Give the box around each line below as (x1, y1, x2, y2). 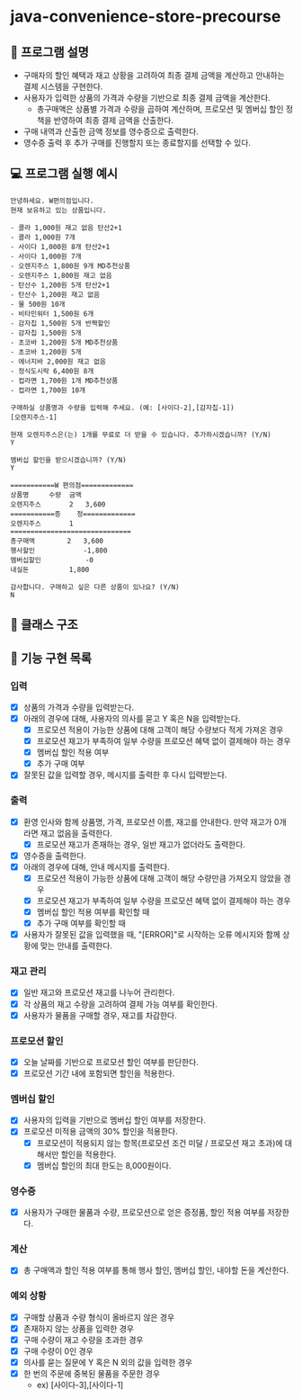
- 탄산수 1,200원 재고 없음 (10, 290, 101, 299)
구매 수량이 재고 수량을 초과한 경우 (22, 1334, 144, 1345)
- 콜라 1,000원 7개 (10, 232, 75, 242)
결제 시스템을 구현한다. (22, 81, 103, 92)
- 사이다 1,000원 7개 (10, 252, 82, 261)
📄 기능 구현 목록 (10, 650, 93, 666)
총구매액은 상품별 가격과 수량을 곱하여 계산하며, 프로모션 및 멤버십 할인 (36, 103, 284, 114)
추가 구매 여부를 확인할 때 (36, 918, 127, 928)
